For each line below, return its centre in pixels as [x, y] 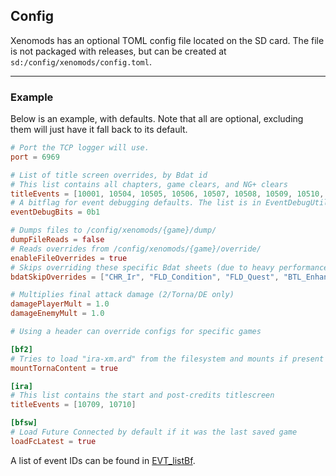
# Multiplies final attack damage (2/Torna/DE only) [122, 295]
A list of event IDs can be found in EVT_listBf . [103, 460]
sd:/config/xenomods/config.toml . [81, 61]
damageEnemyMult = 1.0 [57, 314]
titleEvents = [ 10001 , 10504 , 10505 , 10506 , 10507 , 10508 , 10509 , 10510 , [167, 194]
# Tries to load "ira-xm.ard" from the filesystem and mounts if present [167, 359]
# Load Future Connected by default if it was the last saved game [154, 432]
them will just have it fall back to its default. [99, 130]
